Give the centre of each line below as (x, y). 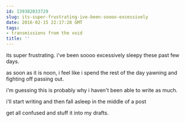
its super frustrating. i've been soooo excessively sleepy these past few (93, 55)
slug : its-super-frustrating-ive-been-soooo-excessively (77, 17)
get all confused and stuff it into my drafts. (58, 113)
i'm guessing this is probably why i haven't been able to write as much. (92, 90)
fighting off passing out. (35, 79)
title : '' (18, 39)
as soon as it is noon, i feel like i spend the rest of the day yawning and (92, 73)
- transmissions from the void (44, 33)
